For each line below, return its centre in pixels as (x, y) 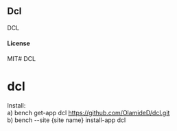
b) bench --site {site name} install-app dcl (67, 120)
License (19, 43)
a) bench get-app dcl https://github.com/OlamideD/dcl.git (88, 112)
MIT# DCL (22, 59)
